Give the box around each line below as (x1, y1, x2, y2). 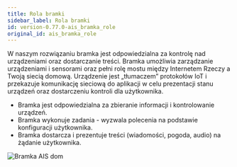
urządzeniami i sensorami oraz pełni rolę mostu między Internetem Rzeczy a (7, 64, 231, 73)
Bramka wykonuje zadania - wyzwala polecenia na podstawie (17, 116, 199, 125)
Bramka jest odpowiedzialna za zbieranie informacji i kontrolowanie (17, 100, 215, 110)
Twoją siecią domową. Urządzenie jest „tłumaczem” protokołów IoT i (7, 72, 207, 81)
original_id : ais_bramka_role (7, 30, 97, 38)
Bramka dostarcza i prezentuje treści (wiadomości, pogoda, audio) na (17, 131, 221, 139)
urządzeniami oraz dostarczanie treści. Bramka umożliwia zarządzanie (7, 57, 214, 66)
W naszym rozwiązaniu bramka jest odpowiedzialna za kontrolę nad (7, 50, 206, 58)
